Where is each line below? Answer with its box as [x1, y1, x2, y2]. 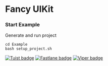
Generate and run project [5, 32, 57, 38]
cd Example [5, 42, 28, 47]
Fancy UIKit [5, 3, 54, 15]
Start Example [5, 21, 40, 28]
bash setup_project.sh [5, 46, 52, 52]
